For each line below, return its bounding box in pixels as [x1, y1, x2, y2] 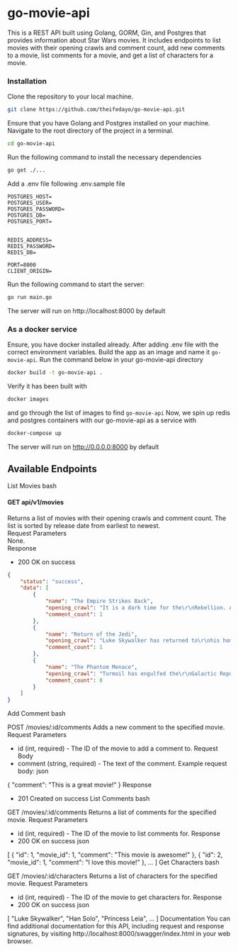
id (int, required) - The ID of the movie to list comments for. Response [17, 829, 221, 838]
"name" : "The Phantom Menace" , [45, 663, 138, 670]
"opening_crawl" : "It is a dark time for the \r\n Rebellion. [45, 604, 227, 612]
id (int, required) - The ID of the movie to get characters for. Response [17, 893, 222, 901]
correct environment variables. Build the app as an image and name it [7, 348, 210, 356]
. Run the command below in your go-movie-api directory [35, 356, 203, 364]
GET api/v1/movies [7, 498, 64, 507]
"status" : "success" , [20, 578, 84, 585]
